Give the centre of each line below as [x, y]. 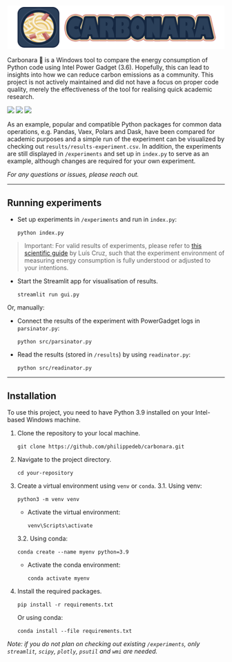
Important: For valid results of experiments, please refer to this [113, 246]
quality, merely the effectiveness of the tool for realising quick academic [110, 89]
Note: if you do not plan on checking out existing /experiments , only [104, 644]
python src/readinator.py [54, 368]
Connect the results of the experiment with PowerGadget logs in [108, 321]
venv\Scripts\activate [60, 526]
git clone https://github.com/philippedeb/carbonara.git [101, 447]
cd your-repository [45, 473]
